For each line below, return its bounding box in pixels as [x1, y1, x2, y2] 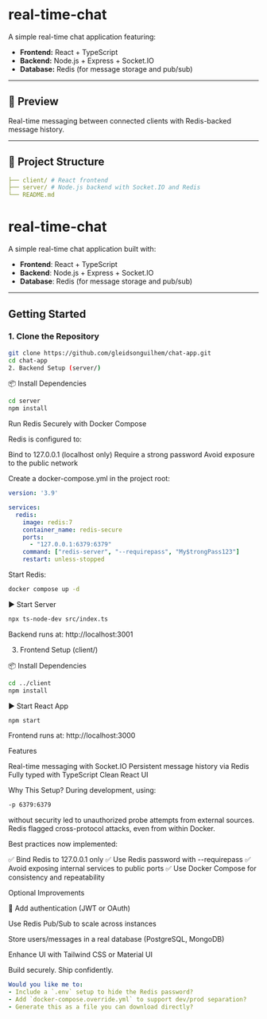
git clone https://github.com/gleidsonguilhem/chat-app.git [8, 349, 212, 357]
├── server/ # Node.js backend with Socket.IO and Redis [8, 183, 201, 192]
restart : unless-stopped [22, 555, 105, 563]
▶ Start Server [8, 599, 56, 609]
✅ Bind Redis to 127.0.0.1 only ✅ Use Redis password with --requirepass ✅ [8, 855, 251, 864]
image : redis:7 [22, 518, 73, 527]
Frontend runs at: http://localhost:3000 [8, 731, 136, 740]
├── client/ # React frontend [8, 176, 109, 184]
